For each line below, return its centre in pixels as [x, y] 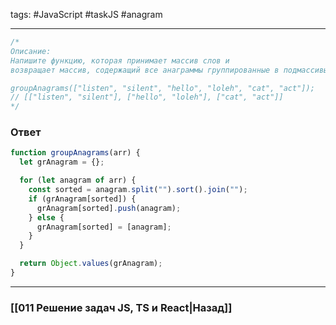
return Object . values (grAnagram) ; [91, 264]
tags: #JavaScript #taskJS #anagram [86, 14]
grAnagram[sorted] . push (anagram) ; [109, 208]
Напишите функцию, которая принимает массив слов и [120, 60]
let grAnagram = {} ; [62, 162]
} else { [46, 217]
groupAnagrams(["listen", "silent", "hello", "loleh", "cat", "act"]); [162, 88]
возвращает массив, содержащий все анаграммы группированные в [145, 70]
